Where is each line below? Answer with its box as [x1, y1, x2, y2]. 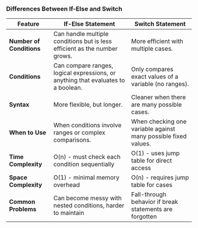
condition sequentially [53, 160, 115, 168]
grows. [53, 52, 72, 60]
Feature [17, 20, 39, 28]
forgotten [131, 213, 157, 221]
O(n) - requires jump [131, 173, 189, 181]
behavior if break [131, 198, 179, 206]
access [131, 164, 151, 172]
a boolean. [53, 84, 82, 92]
